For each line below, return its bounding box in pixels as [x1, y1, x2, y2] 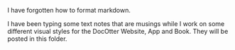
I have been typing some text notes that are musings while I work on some [7, 20, 225, 27]
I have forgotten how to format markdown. [7, 6, 131, 14]
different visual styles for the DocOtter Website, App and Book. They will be [7, 27, 229, 35]
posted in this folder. [7, 35, 67, 43]
